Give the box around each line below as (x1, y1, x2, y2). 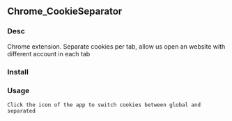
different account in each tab (7, 49, 91, 58)
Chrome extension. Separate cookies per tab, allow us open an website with (7, 42, 226, 51)
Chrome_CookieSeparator (7, 6, 123, 17)
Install (7, 67, 29, 76)
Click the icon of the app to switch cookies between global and (7, 101, 201, 108)
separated (7, 107, 36, 114)
